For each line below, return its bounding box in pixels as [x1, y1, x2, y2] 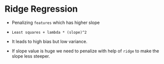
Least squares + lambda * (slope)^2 [11, 30, 87, 35]
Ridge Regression [4, 3, 78, 15]
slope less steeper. [11, 53, 50, 59]
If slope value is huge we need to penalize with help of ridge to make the [11, 48, 159, 54]
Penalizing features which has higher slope [11, 20, 100, 25]
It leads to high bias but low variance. [11, 38, 88, 44]
